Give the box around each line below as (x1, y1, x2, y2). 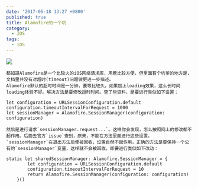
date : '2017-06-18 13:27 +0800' (6, 8, 86, 15)
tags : (6, 36, 20, 42)
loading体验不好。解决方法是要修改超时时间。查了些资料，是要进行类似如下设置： (6, 89, 179, 95)
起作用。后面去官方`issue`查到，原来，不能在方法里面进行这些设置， (6, 133, 152, 139)
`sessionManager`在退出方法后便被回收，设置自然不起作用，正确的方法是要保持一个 (6, 139, 185, 145)
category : (6, 25, 31, 31)
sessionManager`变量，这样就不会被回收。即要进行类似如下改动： (17, 145, 158, 151)
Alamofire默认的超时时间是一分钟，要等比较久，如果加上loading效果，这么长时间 (6, 82, 181, 89)
